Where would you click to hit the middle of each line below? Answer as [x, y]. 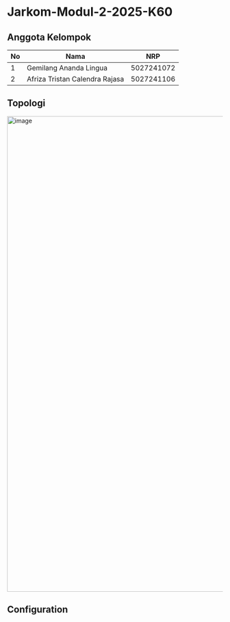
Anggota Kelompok [49, 37]
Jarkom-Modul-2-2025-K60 [90, 12]
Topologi [26, 103]
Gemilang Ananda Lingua [67, 68]
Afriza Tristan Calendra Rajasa [76, 79]
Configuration [38, 610]
